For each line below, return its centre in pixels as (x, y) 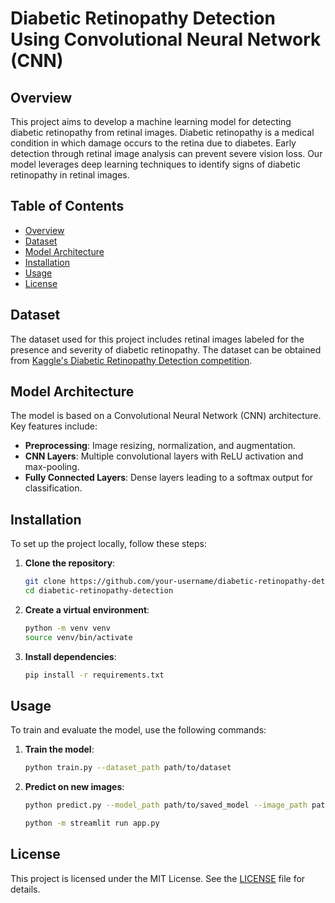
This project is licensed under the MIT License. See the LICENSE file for (158, 878)
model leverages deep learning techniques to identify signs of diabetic (155, 164)
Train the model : (59, 749)
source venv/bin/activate (78, 637)
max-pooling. (52, 467)
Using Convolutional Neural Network (166, 39)
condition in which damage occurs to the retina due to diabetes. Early (153, 143)
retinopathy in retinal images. (70, 175)
